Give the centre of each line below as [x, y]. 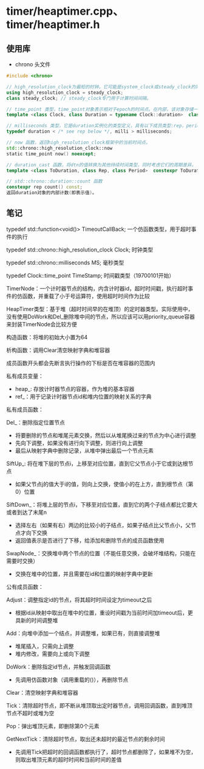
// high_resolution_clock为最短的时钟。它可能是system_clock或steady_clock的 [101, 87]
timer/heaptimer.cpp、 [65, 11]
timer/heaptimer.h [53, 25]
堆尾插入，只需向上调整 [44, 646]
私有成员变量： [25, 376]
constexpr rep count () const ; [45, 187]
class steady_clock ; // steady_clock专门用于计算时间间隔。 [79, 98]
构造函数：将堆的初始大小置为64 [47, 337]
